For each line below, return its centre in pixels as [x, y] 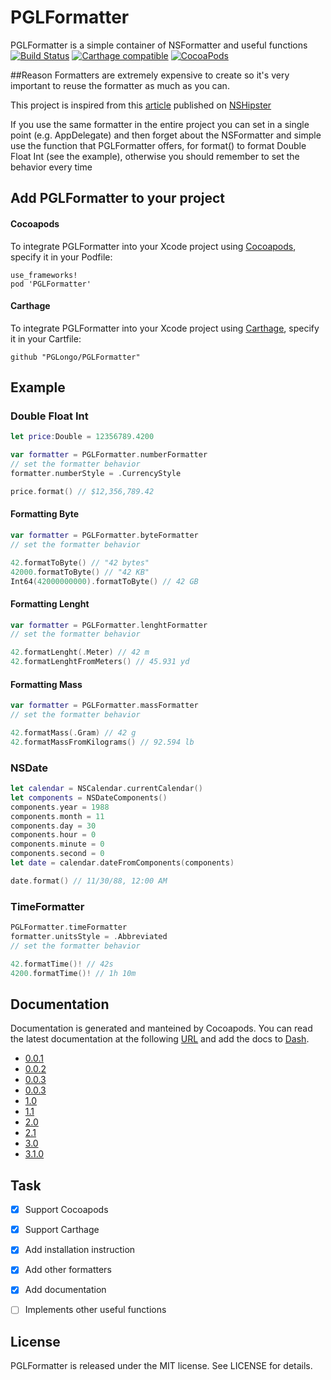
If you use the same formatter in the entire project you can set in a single [160, 124]
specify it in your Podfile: [61, 257]
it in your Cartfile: [46, 338]
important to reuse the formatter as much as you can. [120, 85]
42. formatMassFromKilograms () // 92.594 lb [102, 742]
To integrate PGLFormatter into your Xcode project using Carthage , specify [165, 328]
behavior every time [51, 167]
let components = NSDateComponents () [89, 797]
